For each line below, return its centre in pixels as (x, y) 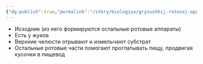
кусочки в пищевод (40, 54)
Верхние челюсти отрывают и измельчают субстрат (82, 41)
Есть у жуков (32, 35)
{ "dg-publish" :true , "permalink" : (48, 12)
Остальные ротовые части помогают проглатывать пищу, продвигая (104, 48)
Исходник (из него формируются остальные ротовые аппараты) (98, 29)
